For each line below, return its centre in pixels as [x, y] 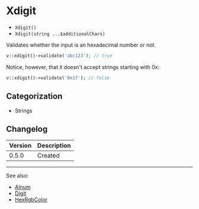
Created [49, 156]
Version [20, 146]
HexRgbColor [31, 200]
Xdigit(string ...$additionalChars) [60, 34]
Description [54, 146]
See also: [17, 176]
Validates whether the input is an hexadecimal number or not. [81, 45]
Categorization [34, 97]
